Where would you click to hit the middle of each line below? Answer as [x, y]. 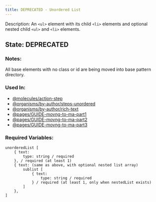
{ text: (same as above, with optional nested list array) [76, 165]
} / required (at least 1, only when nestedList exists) [92, 182]
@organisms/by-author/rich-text [45, 109]
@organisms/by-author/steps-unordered [54, 103]
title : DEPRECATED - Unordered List [43, 10]
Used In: [15, 88]
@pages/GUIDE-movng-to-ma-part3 [50, 125]
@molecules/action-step [37, 98]
